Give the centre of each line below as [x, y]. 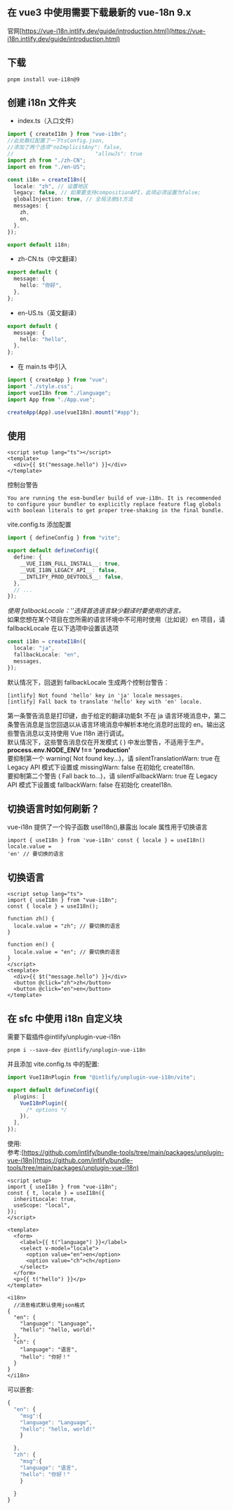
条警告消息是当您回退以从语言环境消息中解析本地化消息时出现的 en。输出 [113, 724]
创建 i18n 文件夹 [42, 103]
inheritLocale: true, [45, 1199]
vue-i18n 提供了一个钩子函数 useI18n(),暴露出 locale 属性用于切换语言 [108, 827]
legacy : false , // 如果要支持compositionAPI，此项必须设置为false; [107, 193]
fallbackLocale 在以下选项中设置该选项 [63, 628]
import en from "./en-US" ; [47, 167]
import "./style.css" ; [40, 387]
